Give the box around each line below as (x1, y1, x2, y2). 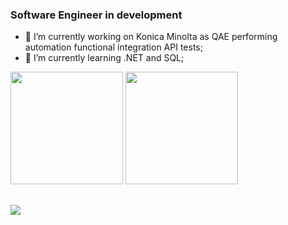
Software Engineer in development (10, 8, 183, 22)
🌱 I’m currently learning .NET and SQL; (24, 52, 185, 64)
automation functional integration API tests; (24, 41, 203, 53)
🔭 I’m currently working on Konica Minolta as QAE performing (24, 31, 278, 43)
